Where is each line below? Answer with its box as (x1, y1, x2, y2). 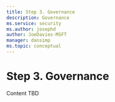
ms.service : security (6, 20, 62, 26)
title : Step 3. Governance (6, 9, 75, 15)
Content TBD (6, 89, 39, 97)
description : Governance (6, 15, 70, 21)
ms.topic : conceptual (6, 43, 62, 49)
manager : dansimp (6, 37, 51, 43)
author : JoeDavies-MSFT (6, 32, 67, 38)
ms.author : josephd (6, 26, 56, 32)
